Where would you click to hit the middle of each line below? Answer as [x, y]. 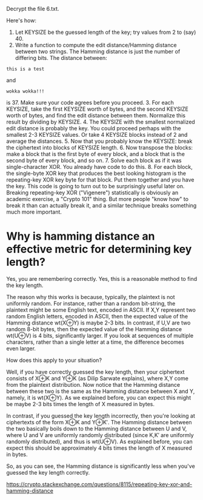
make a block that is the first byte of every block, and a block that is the [95, 154]
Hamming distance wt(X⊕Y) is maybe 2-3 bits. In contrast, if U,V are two [98, 323]
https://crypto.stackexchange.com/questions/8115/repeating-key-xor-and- [99, 484]
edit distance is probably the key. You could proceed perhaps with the [94, 128]
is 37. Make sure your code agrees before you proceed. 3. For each [90, 103]
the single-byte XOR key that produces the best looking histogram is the [96, 173]
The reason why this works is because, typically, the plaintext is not [91, 297]
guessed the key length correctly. [48, 472]
